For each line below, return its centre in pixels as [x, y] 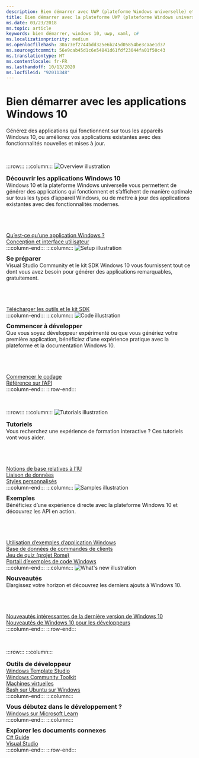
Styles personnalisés [32, 481]
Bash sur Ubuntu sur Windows [43, 690]
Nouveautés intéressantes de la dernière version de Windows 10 [85, 616]
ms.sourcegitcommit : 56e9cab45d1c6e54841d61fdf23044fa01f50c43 [86, 50]
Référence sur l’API [29, 383]
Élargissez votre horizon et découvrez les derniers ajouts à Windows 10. [94, 585]
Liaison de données [30, 475]
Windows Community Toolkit [41, 677]
